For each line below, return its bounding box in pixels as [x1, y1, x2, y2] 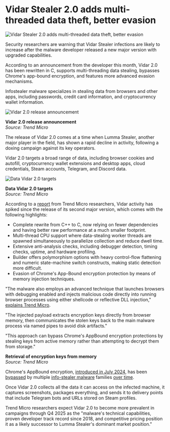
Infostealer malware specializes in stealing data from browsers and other [5, 88, 158, 94]
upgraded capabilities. [5, 52, 52, 58]
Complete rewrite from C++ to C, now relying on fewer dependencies [12, 221, 158, 228]
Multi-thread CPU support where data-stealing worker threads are [12, 232, 152, 238]
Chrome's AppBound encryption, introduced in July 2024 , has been [5, 369, 148, 375]
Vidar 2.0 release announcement [5, 118, 76, 125]
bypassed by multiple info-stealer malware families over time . [5, 374, 134, 380]
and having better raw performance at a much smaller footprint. [12, 227, 147, 233]
